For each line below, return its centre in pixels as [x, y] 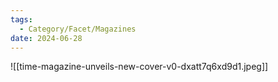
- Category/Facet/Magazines [78, 29]
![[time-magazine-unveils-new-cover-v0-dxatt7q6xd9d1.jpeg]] [139, 67]
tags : [21, 19]
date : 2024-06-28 [46, 38]
